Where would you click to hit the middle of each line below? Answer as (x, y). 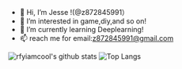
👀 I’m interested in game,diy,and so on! (83, 21)
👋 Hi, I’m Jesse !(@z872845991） (74, 12)
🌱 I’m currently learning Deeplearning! (82, 29)
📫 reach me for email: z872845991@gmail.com (97, 38)
